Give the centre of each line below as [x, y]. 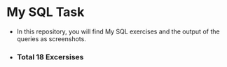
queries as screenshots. [51, 38]
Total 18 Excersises [50, 57]
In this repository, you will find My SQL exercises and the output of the [118, 31]
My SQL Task [46, 12]
